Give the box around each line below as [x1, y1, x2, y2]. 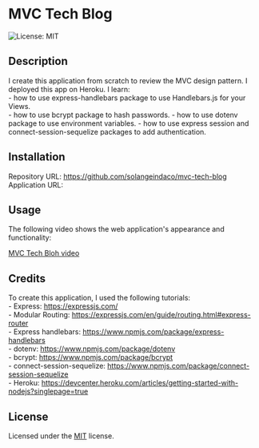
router [8, 318, 29, 329]
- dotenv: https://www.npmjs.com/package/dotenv [8, 344, 176, 353]
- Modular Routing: [8, 310, 70, 320]
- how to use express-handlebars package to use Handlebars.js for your [8, 93, 246, 103]
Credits [8, 272, 46, 285]
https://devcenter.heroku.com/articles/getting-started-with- [41, 378, 238, 388]
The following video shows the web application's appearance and [8, 224, 225, 234]
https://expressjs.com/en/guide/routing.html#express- [71, 310, 252, 320]
